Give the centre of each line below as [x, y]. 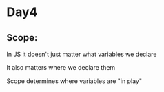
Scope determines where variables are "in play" [74, 81]
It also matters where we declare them [61, 67]
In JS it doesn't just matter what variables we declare [82, 54]
